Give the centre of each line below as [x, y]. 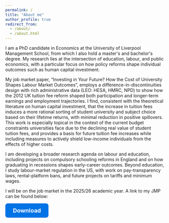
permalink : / [19, 10]
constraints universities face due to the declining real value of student [78, 128]
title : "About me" [25, 15]
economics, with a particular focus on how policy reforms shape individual [83, 64]
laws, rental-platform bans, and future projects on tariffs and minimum [79, 176]
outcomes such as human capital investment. [53, 70]
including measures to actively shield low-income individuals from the [78, 139]
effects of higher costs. [30, 144]
